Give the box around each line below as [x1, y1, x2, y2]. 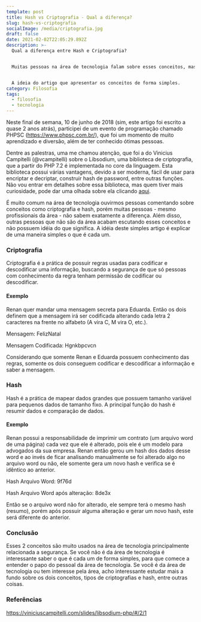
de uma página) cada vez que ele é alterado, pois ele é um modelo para [6, 441, 183, 448]
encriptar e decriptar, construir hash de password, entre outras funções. [6, 175, 184, 182]
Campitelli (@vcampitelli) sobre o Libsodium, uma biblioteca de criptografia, [6, 156, 193, 162]
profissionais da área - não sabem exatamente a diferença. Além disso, [6, 212, 182, 219]
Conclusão [6, 529, 39, 537]
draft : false [6, 31, 39, 37]
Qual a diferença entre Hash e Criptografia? [11, 48, 127, 54]
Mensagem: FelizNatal [6, 330, 62, 337]
